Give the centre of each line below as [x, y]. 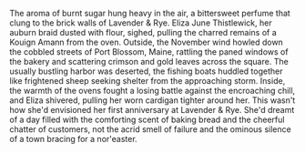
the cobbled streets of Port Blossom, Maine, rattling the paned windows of [149, 52]
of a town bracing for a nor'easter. [74, 139]
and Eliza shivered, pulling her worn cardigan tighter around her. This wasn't [152, 100]
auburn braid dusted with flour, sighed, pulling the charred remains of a [143, 32]
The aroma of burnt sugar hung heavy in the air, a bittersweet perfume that [150, 13]
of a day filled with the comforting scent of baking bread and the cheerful [147, 119]
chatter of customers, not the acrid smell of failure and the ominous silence [150, 129]
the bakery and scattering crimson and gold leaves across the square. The [149, 61]
